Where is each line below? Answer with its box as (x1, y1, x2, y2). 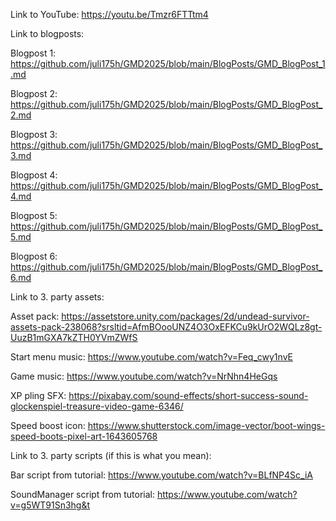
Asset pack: (10, 310, 60, 322)
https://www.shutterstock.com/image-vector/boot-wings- (87, 420, 326, 431)
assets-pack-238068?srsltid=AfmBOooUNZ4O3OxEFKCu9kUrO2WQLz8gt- (10, 321, 323, 333)
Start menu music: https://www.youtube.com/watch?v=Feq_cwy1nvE (10, 351, 293, 363)
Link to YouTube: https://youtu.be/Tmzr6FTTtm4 (10, 9, 209, 20)
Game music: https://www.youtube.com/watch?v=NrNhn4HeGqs (10, 370, 278, 382)
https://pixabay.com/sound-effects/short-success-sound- (68, 390, 309, 401)
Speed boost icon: (10, 420, 86, 431)
